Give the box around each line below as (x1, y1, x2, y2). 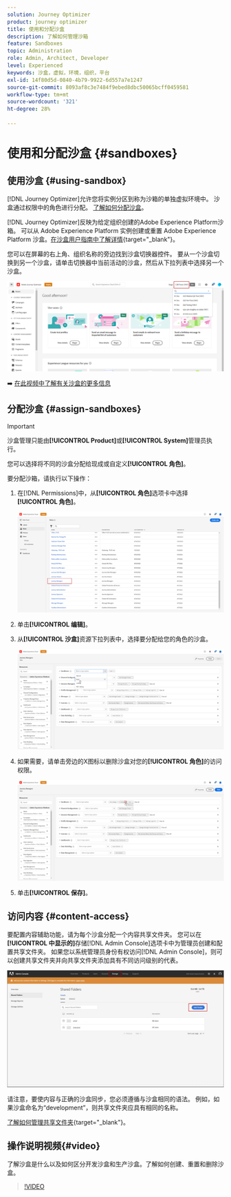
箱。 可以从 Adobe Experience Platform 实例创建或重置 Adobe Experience (7, 226, 217, 234)
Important (7, 422, 35, 430)
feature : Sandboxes (7, 40, 63, 48)
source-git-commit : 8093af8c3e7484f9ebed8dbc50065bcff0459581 (7, 83, 189, 91)
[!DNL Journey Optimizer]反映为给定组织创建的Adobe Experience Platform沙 (7, 218, 224, 226)
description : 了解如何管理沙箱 (7, 33, 89, 40)
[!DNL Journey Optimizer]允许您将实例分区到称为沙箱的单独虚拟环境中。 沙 (7, 194, 220, 203)
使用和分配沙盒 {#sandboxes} (7, 145, 178, 161)
